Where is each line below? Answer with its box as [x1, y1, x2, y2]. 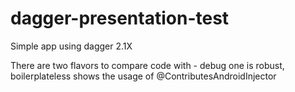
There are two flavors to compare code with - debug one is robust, [10, 59, 285, 71]
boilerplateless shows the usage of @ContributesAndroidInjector [10, 70, 277, 82]
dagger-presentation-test [10, 7, 230, 30]
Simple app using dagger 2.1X [10, 40, 133, 52]
